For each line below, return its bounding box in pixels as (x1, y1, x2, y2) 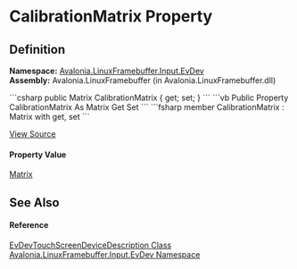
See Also (9, 195, 60, 210)
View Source (9, 129, 56, 139)
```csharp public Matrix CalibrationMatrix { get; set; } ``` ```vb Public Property (9, 92, 289, 103)
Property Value (9, 149, 67, 160)
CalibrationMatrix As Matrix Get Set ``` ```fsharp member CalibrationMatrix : (9, 102, 285, 113)
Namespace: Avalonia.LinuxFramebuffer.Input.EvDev (9, 65, 205, 76)
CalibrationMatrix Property (9, 6, 213, 27)
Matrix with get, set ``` (9, 112, 91, 122)
